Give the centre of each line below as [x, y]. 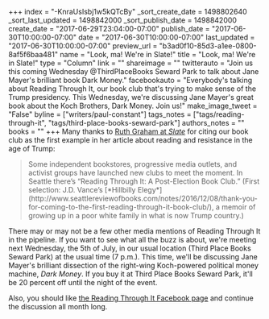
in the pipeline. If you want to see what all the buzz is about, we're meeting [132, 240]
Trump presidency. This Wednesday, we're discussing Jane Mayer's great [131, 97]
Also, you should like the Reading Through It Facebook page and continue [131, 298]
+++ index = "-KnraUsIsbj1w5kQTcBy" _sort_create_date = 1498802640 [128, 12]
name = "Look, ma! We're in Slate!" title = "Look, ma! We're [158, 54]
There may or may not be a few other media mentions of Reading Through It [134, 231]
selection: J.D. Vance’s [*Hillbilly [82, 190]
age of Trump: [32, 149]
